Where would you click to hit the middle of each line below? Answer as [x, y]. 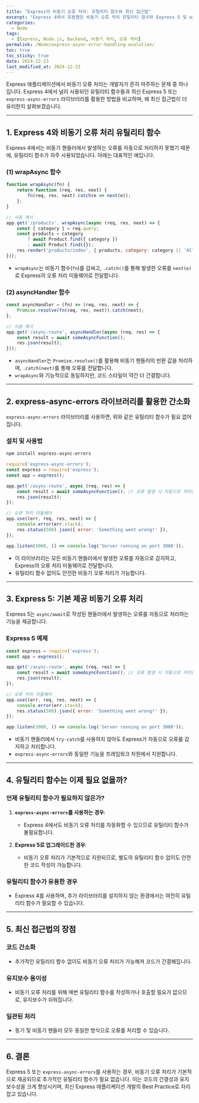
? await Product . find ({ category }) [73, 239]
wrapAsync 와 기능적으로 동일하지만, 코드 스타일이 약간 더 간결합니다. [93, 375]
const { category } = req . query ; [58, 229]
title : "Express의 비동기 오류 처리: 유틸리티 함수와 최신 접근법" [78, 12]
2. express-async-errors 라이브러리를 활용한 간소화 [98, 401]
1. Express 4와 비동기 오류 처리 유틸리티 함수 [84, 132]
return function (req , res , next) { [62, 190]
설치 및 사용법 [25, 440]
